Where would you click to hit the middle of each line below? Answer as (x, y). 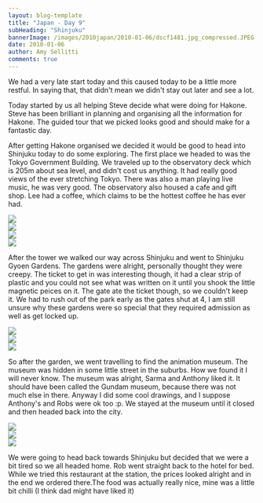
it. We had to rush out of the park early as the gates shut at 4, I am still (122, 299)
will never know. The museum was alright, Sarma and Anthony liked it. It (124, 378)
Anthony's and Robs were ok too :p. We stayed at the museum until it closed (131, 403)
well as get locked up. (44, 316)
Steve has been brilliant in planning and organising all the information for (125, 113)
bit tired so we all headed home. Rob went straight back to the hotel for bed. (131, 465)
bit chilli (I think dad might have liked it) (71, 490)
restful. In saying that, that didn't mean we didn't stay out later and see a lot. (131, 90)
